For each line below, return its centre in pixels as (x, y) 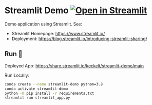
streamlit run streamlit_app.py (37, 98)
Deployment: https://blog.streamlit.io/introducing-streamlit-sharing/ (79, 39)
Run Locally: (17, 75)
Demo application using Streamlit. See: (43, 24)
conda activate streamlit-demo (36, 89)
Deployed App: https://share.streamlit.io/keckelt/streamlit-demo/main (74, 65)
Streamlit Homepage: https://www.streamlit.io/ (58, 33)
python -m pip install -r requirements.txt (49, 93)
